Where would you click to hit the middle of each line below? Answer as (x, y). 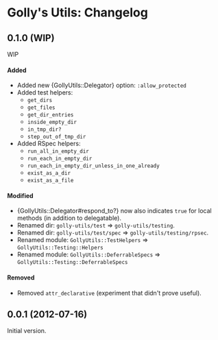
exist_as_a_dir (49, 173)
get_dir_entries (50, 115)
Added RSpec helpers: (49, 144)
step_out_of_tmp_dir (57, 137)
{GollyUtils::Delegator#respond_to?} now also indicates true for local (114, 211)
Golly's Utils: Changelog (78, 13)
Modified (20, 195)
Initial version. (27, 331)
